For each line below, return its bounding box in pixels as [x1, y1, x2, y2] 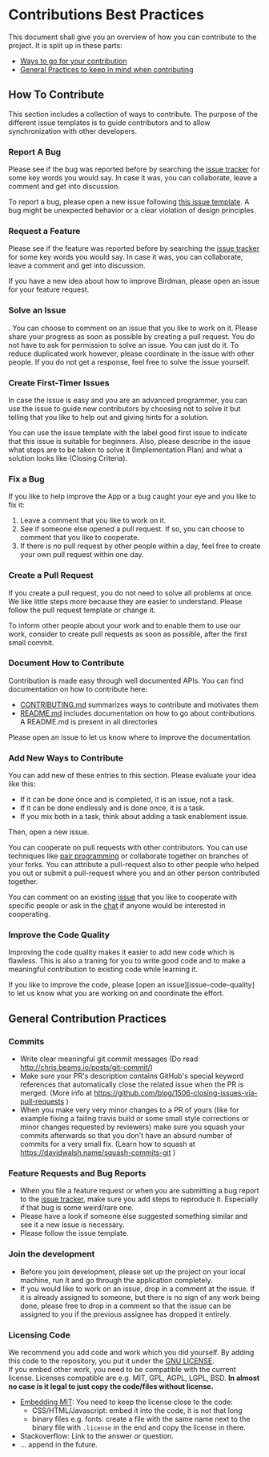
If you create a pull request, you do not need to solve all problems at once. [8, 587, 254, 598]
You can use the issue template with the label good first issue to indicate [8, 427, 247, 438]
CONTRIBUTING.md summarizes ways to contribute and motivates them [19, 700, 259, 709]
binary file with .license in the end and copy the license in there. [31, 1423, 247, 1432]
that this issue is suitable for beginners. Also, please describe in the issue [8, 436, 251, 446]
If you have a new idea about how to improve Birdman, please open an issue [8, 276, 260, 286]
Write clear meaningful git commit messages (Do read [19, 1054, 199, 1063]
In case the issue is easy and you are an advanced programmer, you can [8, 395, 248, 405]
